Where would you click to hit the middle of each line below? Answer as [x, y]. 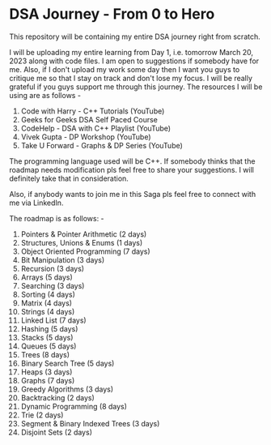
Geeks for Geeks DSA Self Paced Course [89, 119]
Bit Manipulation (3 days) [62, 259]
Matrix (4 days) [46, 303]
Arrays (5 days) [47, 277]
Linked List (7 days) [54, 320]
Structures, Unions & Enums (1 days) [82, 242]
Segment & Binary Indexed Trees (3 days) [90, 423]
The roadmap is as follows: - [57, 218]
